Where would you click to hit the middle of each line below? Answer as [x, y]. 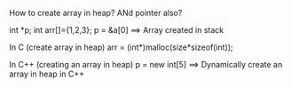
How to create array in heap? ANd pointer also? [96, 13]
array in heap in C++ [47, 74]
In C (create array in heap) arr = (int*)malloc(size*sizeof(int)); [121, 47]
